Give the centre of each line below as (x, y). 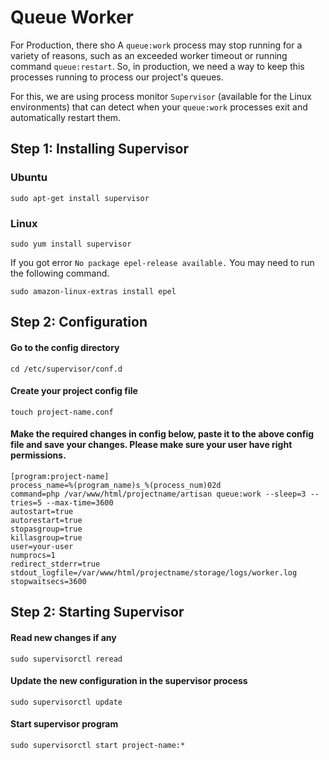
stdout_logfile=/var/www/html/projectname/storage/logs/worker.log (154, 572)
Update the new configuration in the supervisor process (129, 681)
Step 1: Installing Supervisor (100, 149)
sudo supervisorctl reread (66, 659)
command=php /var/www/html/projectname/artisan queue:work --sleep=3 (158, 494)
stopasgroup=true (46, 529)
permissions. (38, 455)
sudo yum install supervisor (71, 244)
